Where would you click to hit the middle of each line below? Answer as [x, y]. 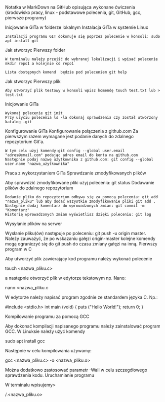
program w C [19, 249]
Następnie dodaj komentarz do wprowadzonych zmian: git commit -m [75, 206]
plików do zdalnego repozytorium [39, 188]
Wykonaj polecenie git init [34, 113]
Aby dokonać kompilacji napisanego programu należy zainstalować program [83, 326]
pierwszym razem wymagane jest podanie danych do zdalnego [70, 136]
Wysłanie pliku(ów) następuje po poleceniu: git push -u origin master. [76, 233]
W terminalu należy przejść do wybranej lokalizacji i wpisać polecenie [82, 59]
